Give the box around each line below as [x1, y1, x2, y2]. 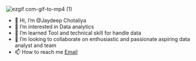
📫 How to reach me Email [14, 49, 78, 55]
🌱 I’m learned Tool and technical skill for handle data [14, 29, 141, 36]
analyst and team [14, 42, 57, 49]
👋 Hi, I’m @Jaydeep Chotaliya [14, 17, 87, 23]
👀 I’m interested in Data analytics [14, 23, 94, 30]
